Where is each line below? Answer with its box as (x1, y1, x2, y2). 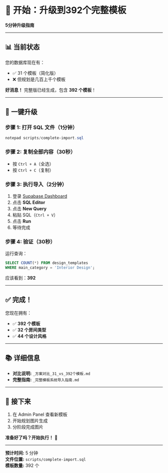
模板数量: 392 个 (5, 462, 39, 468)
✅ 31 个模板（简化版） (12, 70, 58, 76)
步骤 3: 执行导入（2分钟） (5, 181, 67, 188)
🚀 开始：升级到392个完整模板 (5, 5, 126, 16)
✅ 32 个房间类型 (12, 327, 46, 333)
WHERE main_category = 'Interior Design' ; (5, 265, 95, 271)
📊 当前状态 (5, 43, 40, 52)
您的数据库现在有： (5, 59, 45, 65)
